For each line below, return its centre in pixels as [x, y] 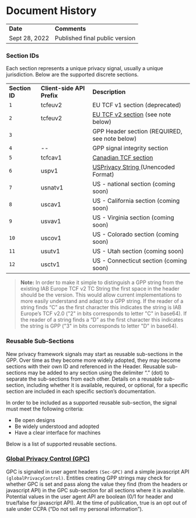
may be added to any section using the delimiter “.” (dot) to [98, 372]
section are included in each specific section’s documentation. [81, 391]
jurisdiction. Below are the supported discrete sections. [72, 75]
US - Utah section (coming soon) [138, 251]
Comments [70, 29]
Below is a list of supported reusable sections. [62, 444]
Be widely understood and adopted [57, 426]
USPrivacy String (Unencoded [134, 167]
